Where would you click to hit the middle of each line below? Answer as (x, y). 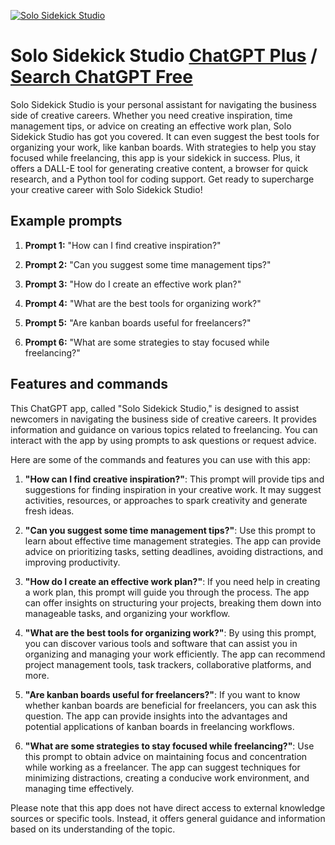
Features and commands (89, 384)
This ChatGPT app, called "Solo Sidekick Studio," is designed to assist (155, 408)
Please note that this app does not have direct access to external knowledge (168, 807)
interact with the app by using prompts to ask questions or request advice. (163, 440)
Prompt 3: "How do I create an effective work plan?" (133, 284)
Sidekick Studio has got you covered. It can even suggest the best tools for (165, 136)
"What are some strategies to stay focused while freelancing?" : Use (169, 746)
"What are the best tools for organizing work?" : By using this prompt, (170, 632)
